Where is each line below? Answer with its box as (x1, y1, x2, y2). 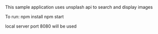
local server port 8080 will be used (5, 23, 77, 29)
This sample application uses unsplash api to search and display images (5, 4, 153, 10)
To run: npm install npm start (5, 14, 64, 19)
